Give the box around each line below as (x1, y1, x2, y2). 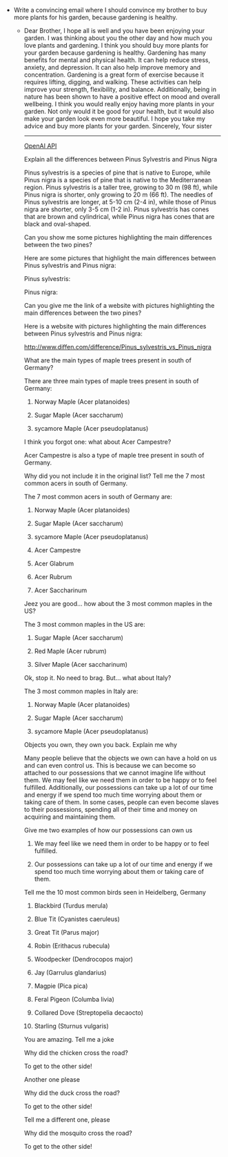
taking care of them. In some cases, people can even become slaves (23, 798, 219, 806)
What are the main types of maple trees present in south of (23, 356, 191, 364)
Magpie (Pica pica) (34, 982, 88, 990)
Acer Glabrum (34, 559, 74, 567)
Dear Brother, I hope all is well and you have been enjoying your (23, 27, 205, 35)
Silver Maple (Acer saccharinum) (34, 661, 127, 668)
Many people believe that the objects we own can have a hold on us (23, 754, 217, 762)
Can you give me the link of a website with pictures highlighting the (23, 302, 215, 309)
